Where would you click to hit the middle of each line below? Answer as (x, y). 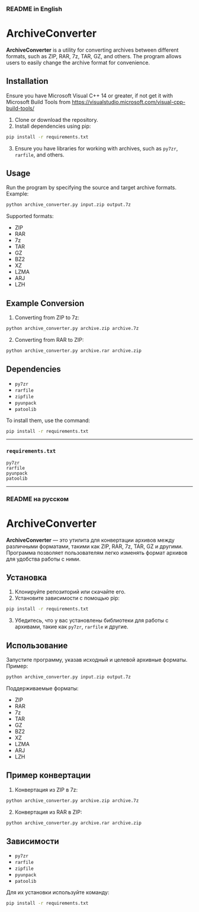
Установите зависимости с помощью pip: (67, 598)
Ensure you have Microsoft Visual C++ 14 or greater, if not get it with (90, 95)
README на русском (38, 499)
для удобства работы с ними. (44, 559)
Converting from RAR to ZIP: (49, 339)
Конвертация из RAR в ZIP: (48, 812)
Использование (37, 645)
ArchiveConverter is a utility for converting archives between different (92, 50)
